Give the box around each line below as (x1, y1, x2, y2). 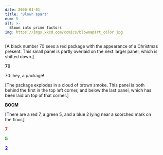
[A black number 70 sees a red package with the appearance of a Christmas (5, 44, 158, 49)
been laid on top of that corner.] (5, 92, 69, 98)
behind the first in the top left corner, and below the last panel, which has (5, 88, 152, 93)
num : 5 (5, 16, 18, 21)
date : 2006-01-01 (5, 7, 40, 12)
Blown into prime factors (9, 25, 62, 30)
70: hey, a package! (5, 73, 45, 78)
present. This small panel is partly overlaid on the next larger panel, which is (5, 48, 158, 54)
